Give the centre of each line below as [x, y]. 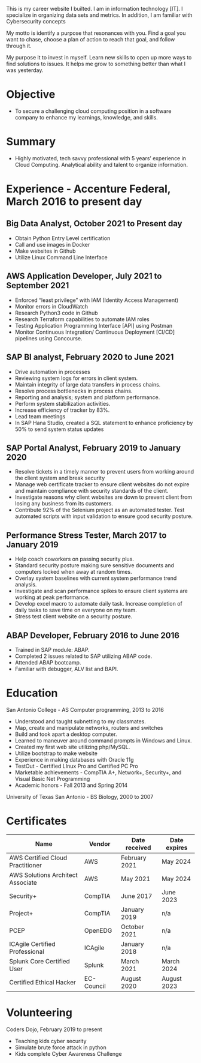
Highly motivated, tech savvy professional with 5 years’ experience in [100, 158]
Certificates [36, 821]
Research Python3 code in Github [56, 313]
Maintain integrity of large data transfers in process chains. [88, 384]
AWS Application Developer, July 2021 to [84, 276]
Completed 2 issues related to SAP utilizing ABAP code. [83, 656]
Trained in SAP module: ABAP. [52, 649]
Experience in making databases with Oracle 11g [74, 759]
